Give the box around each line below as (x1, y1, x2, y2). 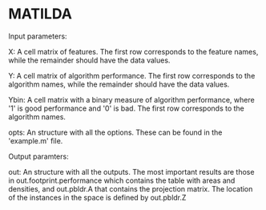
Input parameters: (8, 31, 67, 41)
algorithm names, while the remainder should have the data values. (8, 79, 230, 89)
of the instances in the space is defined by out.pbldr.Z (8, 192, 187, 202)
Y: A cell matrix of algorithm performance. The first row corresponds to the (8, 71, 256, 80)
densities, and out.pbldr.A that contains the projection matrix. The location (8, 184, 253, 193)
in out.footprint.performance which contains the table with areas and (8, 176, 236, 185)
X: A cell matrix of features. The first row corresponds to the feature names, (8, 46, 259, 56)
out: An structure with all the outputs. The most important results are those (8, 167, 255, 176)
